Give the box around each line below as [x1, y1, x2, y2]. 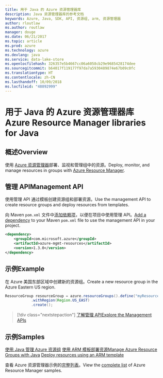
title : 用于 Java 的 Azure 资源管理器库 [5, 7, 81, 12]
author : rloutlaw [5, 20, 40, 26]
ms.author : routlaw [5, 25, 45, 30]
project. [5, 222, 21, 229]
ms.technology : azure [5, 48, 49, 53]
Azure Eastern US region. [5, 284, 56, 290]
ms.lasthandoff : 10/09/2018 [5, 79, 62, 84]
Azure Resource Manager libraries [5, 117, 146, 128]
